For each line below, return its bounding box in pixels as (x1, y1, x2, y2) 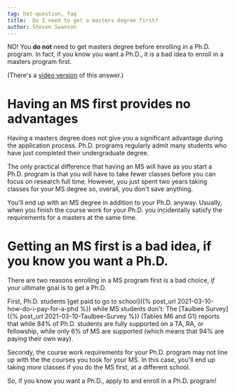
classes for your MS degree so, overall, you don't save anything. (7, 185, 194, 193)
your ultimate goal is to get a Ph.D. (7, 284, 107, 292)
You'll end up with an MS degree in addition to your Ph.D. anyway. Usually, (7, 198, 222, 207)
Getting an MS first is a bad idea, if (7, 238, 212, 254)
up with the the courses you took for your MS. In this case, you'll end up (7, 355, 215, 364)
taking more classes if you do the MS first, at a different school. (7, 363, 191, 372)
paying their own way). (7, 334, 74, 343)
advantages (7, 110, 79, 126)
